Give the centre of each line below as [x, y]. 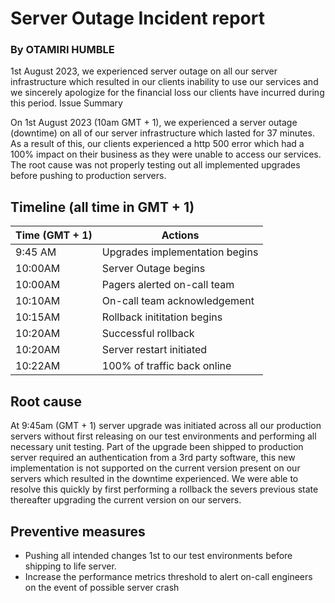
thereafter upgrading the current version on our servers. [126, 500]
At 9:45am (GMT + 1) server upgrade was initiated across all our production [166, 426]
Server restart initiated [154, 350]
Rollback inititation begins [162, 317]
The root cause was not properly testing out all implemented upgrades [155, 165]
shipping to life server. [70, 566]
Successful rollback [148, 334]
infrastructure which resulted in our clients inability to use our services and [164, 82]
